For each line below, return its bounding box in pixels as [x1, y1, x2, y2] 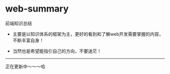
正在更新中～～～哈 [5, 63, 46, 69]
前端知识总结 [5, 20, 32, 26]
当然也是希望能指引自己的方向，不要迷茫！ [12, 48, 102, 54]
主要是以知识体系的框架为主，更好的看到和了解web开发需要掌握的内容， [12, 31, 163, 37]
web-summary [5, 3, 69, 15]
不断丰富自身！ [12, 37, 44, 43]
